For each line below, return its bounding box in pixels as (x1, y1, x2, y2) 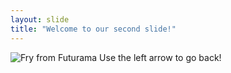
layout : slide (10, 14, 70, 25)
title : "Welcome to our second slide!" (10, 24, 177, 34)
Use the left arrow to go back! (99, 51, 222, 63)
